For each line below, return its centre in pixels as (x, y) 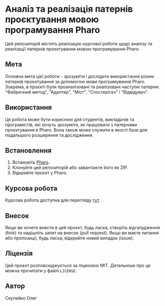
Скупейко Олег (21, 298)
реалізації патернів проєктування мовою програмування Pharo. (73, 49)
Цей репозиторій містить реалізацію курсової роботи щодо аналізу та (79, 43)
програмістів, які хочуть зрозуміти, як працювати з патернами (71, 125)
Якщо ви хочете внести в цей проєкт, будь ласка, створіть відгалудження (82, 227)
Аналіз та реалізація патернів (69, 9)
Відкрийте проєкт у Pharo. (40, 173)
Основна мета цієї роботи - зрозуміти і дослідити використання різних (80, 76)
